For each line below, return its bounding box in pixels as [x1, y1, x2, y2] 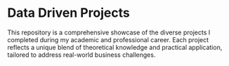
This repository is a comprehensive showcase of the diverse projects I [7, 28, 211, 37]
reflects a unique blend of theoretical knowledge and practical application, [7, 43, 223, 51]
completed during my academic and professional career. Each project [7, 35, 209, 44]
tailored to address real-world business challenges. [7, 51, 156, 59]
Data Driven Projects [7, 5, 130, 21]
